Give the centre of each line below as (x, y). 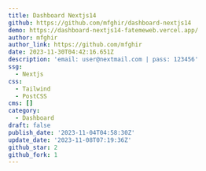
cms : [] (21, 103)
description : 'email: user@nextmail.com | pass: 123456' (103, 60)
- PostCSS (31, 96)
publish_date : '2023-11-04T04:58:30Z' (72, 132)
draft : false (29, 125)
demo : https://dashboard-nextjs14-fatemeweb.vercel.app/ (103, 30)
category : (24, 111)
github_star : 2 (33, 147)
